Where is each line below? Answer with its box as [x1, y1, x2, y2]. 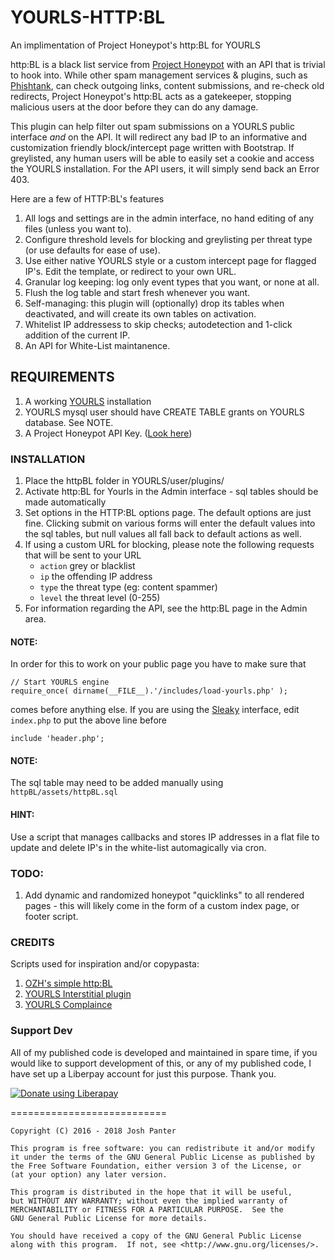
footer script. [24, 910, 79, 922]
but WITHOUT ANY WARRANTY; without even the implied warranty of [10, 1196, 288, 1206]
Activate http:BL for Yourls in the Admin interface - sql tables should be [24, 486, 319, 498]
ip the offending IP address [39, 571, 153, 583]
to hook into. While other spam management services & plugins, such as [10, 69, 308, 81]
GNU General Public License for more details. [10, 1213, 208, 1223]
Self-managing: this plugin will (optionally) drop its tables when [24, 297, 285, 309]
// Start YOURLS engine [10, 677, 110, 688]
